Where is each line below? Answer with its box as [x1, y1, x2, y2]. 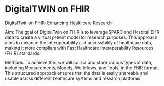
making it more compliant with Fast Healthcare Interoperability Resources [5, 45, 154, 51]
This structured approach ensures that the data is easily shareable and [5, 70, 148, 76]
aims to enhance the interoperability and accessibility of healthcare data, [5, 39, 153, 45]
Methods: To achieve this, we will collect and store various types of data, [5, 59, 153, 65]
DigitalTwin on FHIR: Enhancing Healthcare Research [5, 20, 112, 26]
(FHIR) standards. [5, 50, 41, 56]
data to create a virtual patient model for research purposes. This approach [5, 34, 158, 40]
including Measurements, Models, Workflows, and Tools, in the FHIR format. [5, 65, 159, 71]
